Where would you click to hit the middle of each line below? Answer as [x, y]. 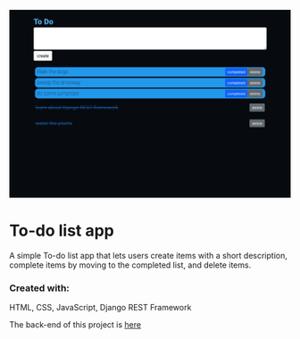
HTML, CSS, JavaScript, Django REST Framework [100, 308]
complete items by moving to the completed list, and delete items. [130, 265]
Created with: [39, 288]
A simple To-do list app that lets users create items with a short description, [149, 256]
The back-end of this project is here [75, 325]
